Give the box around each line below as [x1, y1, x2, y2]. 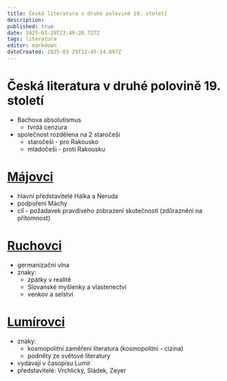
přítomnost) [17, 214, 51, 222]
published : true [7, 23, 54, 30]
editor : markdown [7, 42, 57, 49]
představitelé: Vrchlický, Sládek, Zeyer [17, 366, 127, 374]
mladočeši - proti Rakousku [27, 145, 105, 153]
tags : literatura [7, 36, 57, 43]
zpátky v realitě [27, 275, 72, 283]
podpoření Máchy [17, 199, 67, 207]
